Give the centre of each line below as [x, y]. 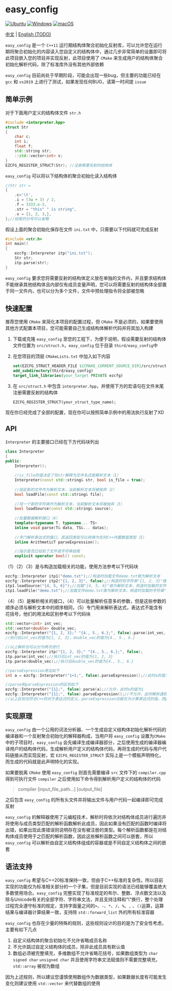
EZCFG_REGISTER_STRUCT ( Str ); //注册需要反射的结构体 [59, 165]
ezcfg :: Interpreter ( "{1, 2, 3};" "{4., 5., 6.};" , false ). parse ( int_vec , [86, 633]
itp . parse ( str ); [32, 262]
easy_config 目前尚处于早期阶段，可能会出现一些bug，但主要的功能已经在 [83, 75]
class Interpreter [25, 451]
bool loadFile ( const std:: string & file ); [59, 494]
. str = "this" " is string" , [46, 209]
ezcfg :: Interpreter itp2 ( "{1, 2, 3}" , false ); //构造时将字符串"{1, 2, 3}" [84, 581]
